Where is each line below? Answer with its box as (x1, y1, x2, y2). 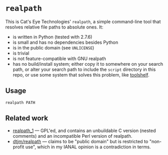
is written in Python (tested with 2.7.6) (12, 34, 93, 40)
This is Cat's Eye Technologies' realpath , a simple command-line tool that (5, 18, 161, 24)
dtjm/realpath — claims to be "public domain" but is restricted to (12, 138, 149, 144)
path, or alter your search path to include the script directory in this (12, 66, 156, 72)
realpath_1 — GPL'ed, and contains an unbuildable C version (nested (12, 127, 156, 134)
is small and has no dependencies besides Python (12, 39, 118, 45)
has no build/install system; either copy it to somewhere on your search (12, 61, 163, 67)
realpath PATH (5, 100, 36, 105)
